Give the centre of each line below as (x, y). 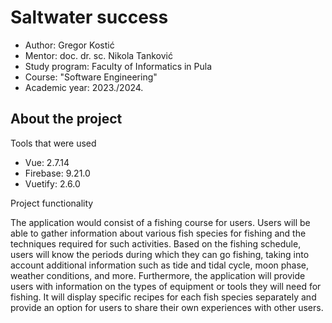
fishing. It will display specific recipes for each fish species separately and (163, 297)
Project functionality (52, 203)
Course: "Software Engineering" (91, 77)
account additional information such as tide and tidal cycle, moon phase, (160, 265)
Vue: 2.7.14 (47, 162)
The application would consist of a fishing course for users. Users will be (160, 222)
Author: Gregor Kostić (69, 45)
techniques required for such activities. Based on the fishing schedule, (156, 243)
